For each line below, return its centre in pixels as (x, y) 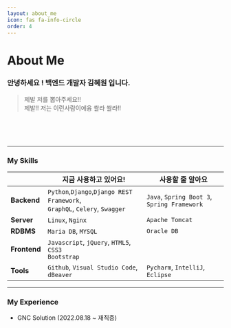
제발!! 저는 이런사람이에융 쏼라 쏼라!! (73, 108)
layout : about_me (32, 13)
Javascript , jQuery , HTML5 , (89, 243)
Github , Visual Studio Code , (93, 267)
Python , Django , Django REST (90, 192)
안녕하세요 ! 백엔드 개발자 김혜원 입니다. (69, 83)
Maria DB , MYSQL (73, 231)
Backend (25, 200)
